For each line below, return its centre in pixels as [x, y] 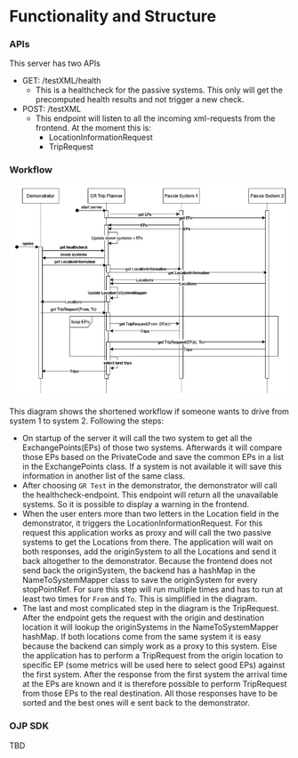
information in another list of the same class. [104, 476]
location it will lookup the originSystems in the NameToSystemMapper [150, 627]
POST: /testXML [52, 109]
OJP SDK [29, 726]
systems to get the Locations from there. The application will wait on [148, 542]
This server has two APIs [55, 63]
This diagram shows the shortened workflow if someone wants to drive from [149, 412]
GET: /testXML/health [61, 81]
